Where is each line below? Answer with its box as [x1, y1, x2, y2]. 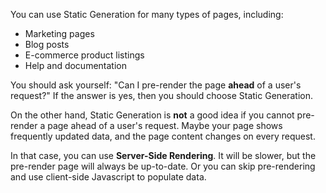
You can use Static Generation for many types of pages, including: [10, 9, 284, 20]
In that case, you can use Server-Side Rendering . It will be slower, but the [10, 150, 317, 161]
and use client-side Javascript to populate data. [10, 171, 207, 183]
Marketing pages [24, 28, 95, 39]
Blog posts [24, 39, 70, 50]
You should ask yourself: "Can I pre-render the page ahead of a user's [10, 79, 302, 91]
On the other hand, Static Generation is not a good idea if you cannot [10, 109, 295, 121]
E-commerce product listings [24, 49, 145, 61]
